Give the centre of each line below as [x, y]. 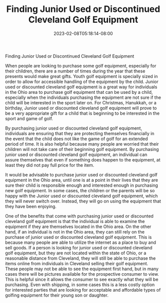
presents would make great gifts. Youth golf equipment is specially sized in [82, 76]
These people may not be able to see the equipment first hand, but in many [82, 269]
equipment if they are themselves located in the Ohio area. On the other [78, 227]
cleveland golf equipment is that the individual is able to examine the [75, 221]
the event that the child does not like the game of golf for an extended [77, 139]
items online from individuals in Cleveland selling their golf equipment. [77, 263]
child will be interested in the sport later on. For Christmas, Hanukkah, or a [81, 102]
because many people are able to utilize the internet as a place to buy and [81, 242]
